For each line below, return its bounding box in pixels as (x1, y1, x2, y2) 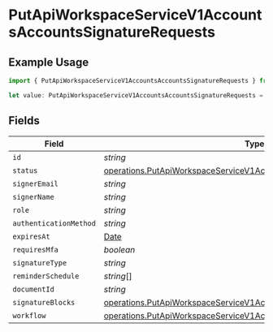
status (12, 166, 38, 175)
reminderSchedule (12, 271, 80, 281)
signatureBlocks (12, 298, 76, 307)
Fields (8, 114, 41, 127)
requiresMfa (12, 245, 59, 254)
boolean (103, 244, 136, 255)
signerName (12, 192, 54, 201)
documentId (12, 284, 54, 294)
